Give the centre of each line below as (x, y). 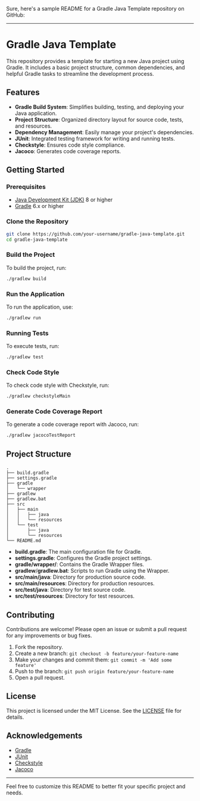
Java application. (36, 113)
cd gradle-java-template (37, 240)
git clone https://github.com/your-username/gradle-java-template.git (96, 234)
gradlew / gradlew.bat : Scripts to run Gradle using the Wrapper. (92, 571)
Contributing (30, 615)
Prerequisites (26, 187)
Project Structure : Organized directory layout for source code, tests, (99, 119)
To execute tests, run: (33, 346)
